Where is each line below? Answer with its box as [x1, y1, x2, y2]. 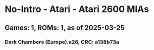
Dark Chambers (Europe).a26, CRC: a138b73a [5, 38, 120, 45]
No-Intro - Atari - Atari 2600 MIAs [5, 3, 149, 15]
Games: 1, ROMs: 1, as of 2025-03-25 [5, 23, 125, 32]
